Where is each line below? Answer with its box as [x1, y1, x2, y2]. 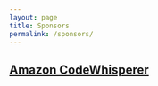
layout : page [9, 12, 58, 22]
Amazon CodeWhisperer [9, 62, 149, 77]
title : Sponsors [9, 21, 70, 30]
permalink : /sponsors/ [9, 29, 94, 38]
